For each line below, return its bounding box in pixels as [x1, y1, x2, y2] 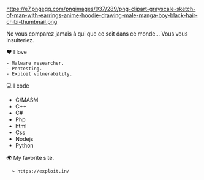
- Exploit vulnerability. [6, 71, 72, 77]
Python [15, 142, 34, 149]
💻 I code [6, 82, 29, 89]
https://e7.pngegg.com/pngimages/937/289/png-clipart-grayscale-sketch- [6, 6, 196, 12]
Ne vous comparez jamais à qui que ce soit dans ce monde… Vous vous [6, 30, 188, 37]
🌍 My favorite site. [6, 154, 54, 161]
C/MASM [15, 96, 39, 103]
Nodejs [15, 135, 34, 143]
